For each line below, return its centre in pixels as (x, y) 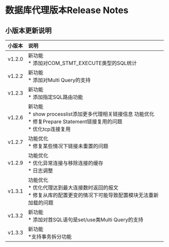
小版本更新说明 (28, 30)
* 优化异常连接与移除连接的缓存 (66, 163)
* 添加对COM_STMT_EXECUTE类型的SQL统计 (82, 63)
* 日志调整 (40, 171)
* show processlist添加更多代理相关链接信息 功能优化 (91, 114)
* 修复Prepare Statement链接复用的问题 (75, 121)
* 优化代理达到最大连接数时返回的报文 (73, 188)
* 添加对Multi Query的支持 (59, 80)
